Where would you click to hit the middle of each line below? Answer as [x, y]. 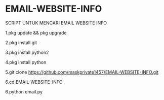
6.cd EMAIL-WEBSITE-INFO [34, 82]
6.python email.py [24, 91]
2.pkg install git [21, 42]
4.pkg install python [26, 62]
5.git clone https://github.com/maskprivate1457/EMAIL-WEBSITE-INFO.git [82, 72]
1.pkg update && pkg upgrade [36, 32]
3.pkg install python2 [27, 52]
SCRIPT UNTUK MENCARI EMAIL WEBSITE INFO [56, 23]
